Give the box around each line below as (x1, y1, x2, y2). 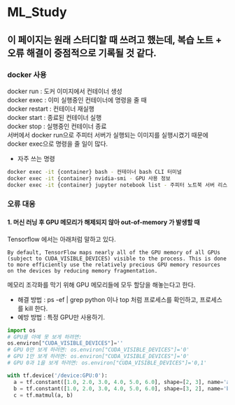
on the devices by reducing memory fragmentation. (7, 267, 158, 274)
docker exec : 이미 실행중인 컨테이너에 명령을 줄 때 (7, 95, 147, 104)
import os (7, 327, 36, 334)
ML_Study (7, 4, 68, 20)
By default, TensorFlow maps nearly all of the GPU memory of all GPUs (7, 249, 220, 256)
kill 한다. (24, 304, 48, 313)
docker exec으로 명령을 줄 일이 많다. (7, 139, 108, 148)
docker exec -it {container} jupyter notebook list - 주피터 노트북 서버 (7, 181, 215, 188)
